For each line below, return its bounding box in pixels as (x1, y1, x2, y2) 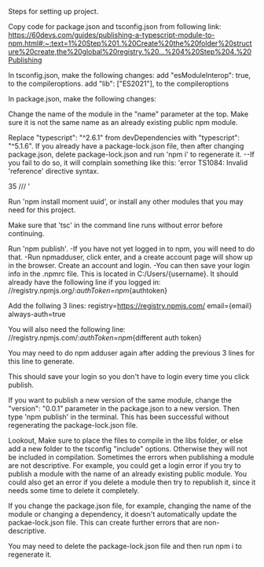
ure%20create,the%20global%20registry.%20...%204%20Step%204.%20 (8, 47, 252, 56)
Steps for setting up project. (8, 7, 99, 16)
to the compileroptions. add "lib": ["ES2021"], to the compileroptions (8, 79, 229, 88)
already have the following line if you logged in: (8, 278, 161, 286)
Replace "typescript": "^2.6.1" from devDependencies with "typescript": (8, 133, 240, 142)
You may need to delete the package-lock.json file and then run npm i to (8, 542, 242, 550)
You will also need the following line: (8, 325, 126, 333)
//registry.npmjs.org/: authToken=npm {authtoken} (8, 286, 167, 295)
